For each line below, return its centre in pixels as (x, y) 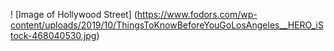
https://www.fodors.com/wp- (197, 14)
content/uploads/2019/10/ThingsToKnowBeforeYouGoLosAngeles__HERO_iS (167, 25)
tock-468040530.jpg (53, 35)
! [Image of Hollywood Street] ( (74, 14)
